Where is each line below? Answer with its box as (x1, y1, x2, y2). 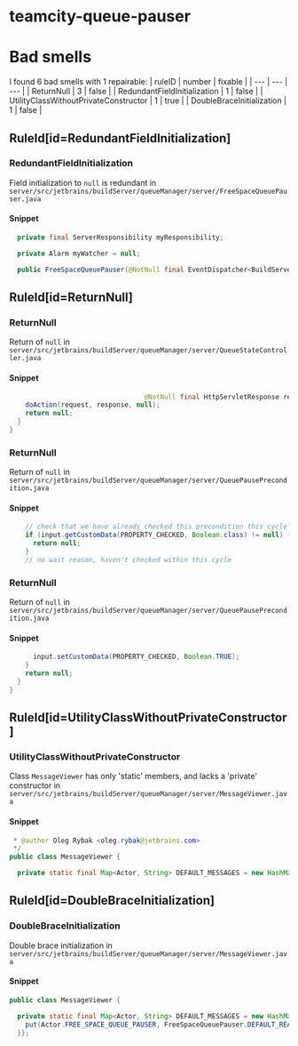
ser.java (9, 194, 42, 204)
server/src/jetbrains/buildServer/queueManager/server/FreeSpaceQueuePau (9, 187, 288, 196)
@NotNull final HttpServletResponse (144, 392, 279, 401)
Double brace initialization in (9, 940, 114, 951)
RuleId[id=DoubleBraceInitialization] (9, 893, 216, 908)
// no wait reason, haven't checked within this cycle (25, 555, 232, 564)
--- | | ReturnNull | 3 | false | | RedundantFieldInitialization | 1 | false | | (9, 86, 263, 97)
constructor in (9, 780, 60, 791)
